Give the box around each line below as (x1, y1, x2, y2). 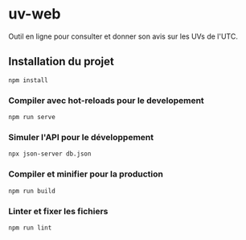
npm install (8, 76, 48, 85)
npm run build (8, 187, 56, 195)
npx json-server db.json (8, 150, 92, 158)
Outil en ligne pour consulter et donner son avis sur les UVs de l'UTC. (8, 31, 239, 41)
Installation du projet (8, 55, 114, 68)
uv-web (8, 5, 61, 23)
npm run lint (8, 223, 52, 232)
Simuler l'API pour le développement (8, 131, 154, 143)
